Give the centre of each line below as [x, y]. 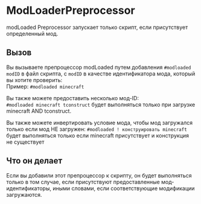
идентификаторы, [29, 188]
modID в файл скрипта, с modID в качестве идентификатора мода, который [101, 74]
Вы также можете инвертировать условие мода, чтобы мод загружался [100, 123]
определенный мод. [32, 33]
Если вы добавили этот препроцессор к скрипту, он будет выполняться [99, 175]
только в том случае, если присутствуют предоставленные [83, 182]
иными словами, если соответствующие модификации [123, 188]
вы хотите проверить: [34, 80]
